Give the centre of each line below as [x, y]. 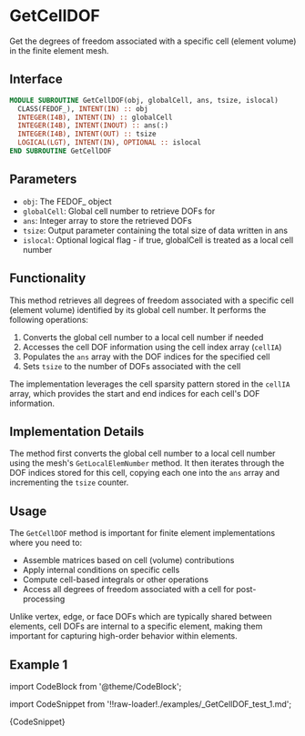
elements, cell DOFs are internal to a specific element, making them [136, 626]
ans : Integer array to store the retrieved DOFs [107, 220]
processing [44, 599]
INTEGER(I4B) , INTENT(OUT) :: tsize [87, 134]
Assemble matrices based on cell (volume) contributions [128, 560]
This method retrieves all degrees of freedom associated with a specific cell [152, 300]
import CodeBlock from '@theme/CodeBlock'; [96, 686]
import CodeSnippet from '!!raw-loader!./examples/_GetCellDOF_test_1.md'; [151, 704]
